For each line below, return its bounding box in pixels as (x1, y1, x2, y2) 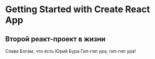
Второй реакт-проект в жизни (5, 35, 106, 43)
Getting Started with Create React (5, 4, 150, 15)
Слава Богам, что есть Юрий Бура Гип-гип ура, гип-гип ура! (5, 48, 136, 54)
